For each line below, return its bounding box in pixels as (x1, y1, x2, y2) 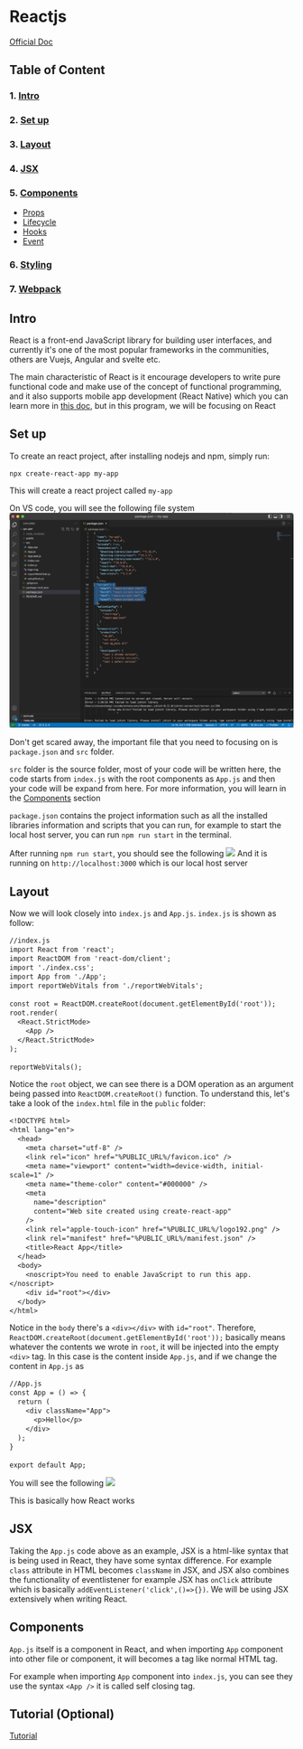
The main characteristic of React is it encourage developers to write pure (9, 371, 281, 382)
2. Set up (9, 114, 50, 127)
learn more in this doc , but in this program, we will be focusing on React (9, 400, 277, 411)
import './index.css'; (9, 963, 95, 973)
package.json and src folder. (9, 746, 115, 757)
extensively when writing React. (9, 1593, 128, 1604)
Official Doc (9, 36, 53, 47)
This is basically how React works (9, 1495, 135, 1507)
